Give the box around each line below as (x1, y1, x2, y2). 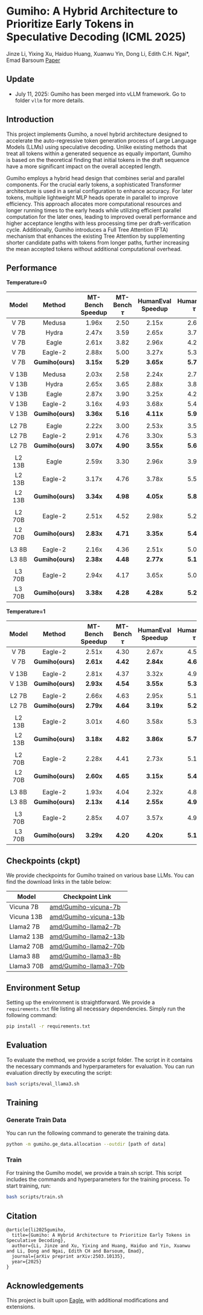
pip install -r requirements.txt (6, 1023, 91, 1029)
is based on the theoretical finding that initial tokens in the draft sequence (6, 156, 190, 163)
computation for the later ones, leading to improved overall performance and (6, 213, 197, 220)
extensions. (6, 1303, 35, 1310)
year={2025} (11, 1259, 42, 1265)
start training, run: (6, 1182, 51, 1189)
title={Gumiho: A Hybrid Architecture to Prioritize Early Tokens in (11, 1233, 190, 1239)
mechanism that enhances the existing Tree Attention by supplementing (6, 232, 185, 240)
